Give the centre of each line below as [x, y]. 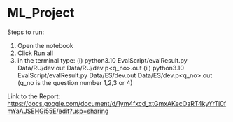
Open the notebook [45, 45]
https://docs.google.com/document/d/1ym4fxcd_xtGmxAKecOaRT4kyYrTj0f [116, 103]
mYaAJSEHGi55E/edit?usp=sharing [58, 111]
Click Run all [35, 53]
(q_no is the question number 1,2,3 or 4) [75, 82]
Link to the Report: [34, 96]
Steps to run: [26, 32]
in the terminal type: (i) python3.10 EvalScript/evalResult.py [102, 60]
